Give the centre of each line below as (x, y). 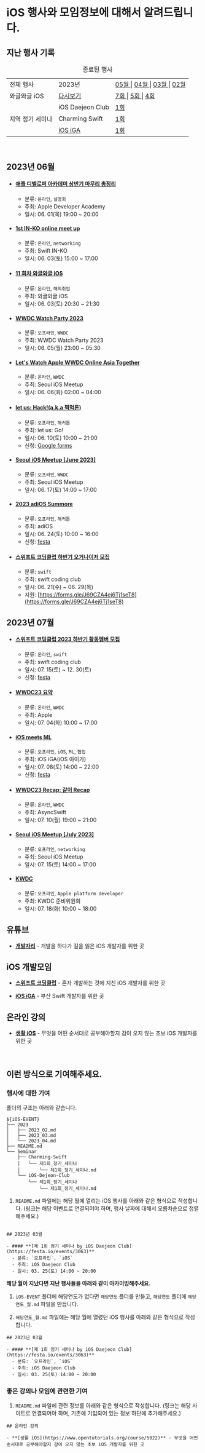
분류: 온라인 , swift (46, 654)
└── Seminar (21, 1151)
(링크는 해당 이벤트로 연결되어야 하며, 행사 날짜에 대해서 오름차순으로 (106, 1208)
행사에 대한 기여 (28, 1093)
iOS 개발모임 (29, 967)
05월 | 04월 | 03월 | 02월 (150, 85)
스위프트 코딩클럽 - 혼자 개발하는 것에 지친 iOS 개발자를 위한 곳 (90, 983)
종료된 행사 (98, 69)
